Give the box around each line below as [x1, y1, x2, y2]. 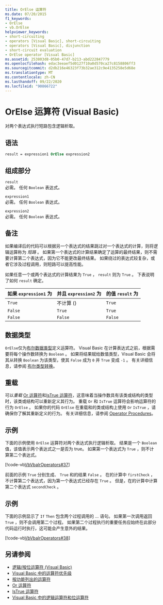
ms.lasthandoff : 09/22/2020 [5, 79, 62, 84]
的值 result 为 [106, 290, 139, 297]
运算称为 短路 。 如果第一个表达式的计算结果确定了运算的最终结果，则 [9, 249, 149, 255]
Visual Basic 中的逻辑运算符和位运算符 [12, 594, 89, 600]
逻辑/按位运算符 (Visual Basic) [12, 564, 72, 570]
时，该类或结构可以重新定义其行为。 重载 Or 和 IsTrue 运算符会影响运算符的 [5, 398, 156, 404]
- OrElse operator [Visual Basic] [5, 52, 75, 57]
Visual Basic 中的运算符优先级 [12, 570, 72, 576]
